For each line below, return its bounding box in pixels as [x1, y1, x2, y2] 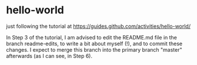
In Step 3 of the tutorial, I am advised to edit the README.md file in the [6, 34, 178, 41]
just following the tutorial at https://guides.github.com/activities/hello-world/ [6, 23, 191, 30]
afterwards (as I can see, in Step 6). [6, 52, 93, 59]
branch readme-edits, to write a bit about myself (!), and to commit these [6, 40, 183, 47]
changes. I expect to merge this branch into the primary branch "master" [6, 46, 182, 53]
